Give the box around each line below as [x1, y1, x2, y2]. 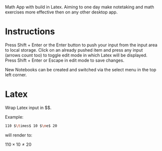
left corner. [5, 72, 27, 78]
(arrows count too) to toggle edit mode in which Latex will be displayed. [5, 52, 147, 58]
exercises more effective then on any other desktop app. [5, 9, 118, 15]
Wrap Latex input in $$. [5, 105, 52, 110]
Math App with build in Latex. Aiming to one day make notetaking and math [5, 4, 155, 10]
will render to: [5, 132, 32, 138]
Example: [5, 114, 24, 120]
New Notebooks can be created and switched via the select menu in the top [5, 67, 156, 72]
